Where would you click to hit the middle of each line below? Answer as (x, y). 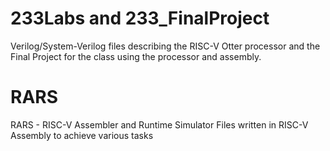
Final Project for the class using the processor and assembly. (136, 56)
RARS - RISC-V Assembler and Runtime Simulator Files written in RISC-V (159, 124)
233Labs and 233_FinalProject (140, 18)
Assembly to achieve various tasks (82, 135)
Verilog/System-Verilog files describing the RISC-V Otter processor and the (165, 46)
